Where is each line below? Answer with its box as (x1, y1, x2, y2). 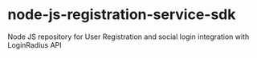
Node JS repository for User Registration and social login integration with (7, 32, 250, 41)
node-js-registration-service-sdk (7, 6, 236, 24)
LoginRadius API (7, 40, 62, 49)
